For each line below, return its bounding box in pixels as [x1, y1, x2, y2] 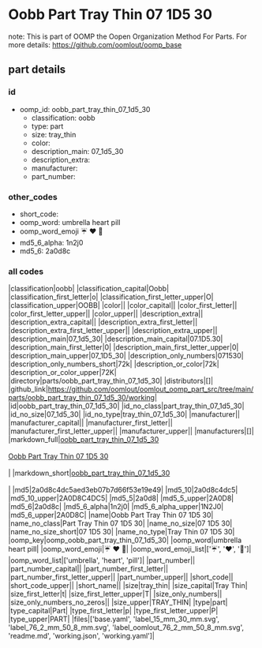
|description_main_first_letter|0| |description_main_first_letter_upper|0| [8, 343, 239, 352]
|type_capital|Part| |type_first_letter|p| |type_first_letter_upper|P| [8, 606, 219, 616]
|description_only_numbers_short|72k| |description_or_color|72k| [8, 359, 219, 369]
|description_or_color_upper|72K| [8, 368, 117, 377]
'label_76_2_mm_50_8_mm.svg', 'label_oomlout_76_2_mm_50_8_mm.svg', [8, 623, 245, 632]
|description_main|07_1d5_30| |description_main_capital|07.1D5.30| [8, 334, 223, 344]
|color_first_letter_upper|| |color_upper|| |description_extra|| [8, 309, 204, 319]
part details [8, 63, 66, 77]
